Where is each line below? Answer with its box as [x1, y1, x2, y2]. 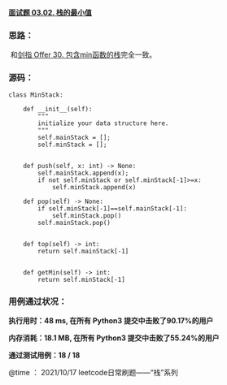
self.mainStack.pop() [37, 219, 111, 227]
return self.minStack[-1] [37, 276, 126, 284]
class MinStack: [8, 91, 63, 99]
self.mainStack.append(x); [37, 169, 129, 178]
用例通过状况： [8, 296, 68, 308]
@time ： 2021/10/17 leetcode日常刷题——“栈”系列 [8, 368, 179, 378]
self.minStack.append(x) [51, 184, 137, 192]
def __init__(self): [23, 106, 93, 114]
